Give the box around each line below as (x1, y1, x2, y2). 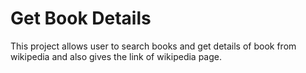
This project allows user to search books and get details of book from (10, 40, 297, 52)
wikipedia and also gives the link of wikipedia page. (10, 50, 223, 62)
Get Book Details (10, 7, 152, 30)
